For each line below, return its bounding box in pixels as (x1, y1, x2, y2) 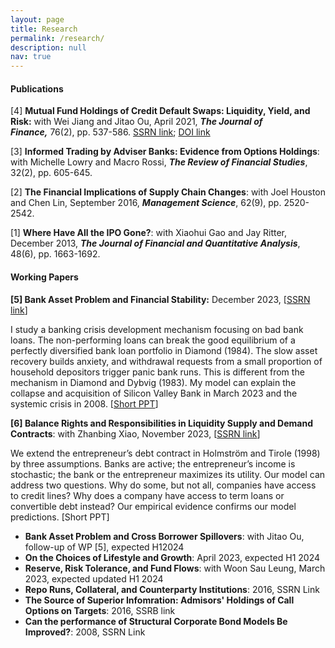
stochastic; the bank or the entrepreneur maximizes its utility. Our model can (10, 468, 326, 480)
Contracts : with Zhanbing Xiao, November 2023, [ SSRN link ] (10, 427, 261, 440)
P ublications (10, 82, 64, 95)
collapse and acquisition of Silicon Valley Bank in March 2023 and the (10, 387, 298, 399)
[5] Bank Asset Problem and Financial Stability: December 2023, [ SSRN (10, 293, 311, 305)
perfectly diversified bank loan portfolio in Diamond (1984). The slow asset (10, 344, 318, 356)
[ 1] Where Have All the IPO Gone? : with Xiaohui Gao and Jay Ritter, (10, 227, 288, 239)
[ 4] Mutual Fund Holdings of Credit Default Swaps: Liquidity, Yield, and (10, 105, 311, 117)
